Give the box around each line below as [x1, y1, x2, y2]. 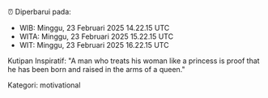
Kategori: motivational [7, 80, 81, 90]
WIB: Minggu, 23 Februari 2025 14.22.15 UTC [19, 23, 170, 32]
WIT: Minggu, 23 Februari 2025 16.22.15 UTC [19, 40, 169, 49]
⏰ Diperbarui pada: [7, 7, 72, 16]
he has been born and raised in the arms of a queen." [7, 65, 185, 74]
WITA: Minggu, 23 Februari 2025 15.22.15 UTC [19, 32, 174, 41]
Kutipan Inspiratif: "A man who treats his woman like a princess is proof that [7, 56, 260, 66]
